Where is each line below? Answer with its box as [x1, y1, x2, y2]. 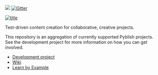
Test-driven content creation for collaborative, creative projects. [5, 25, 134, 30]
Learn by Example [12, 65, 49, 70]
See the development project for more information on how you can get [5, 39, 148, 45]
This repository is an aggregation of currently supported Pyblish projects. [5, 34, 154, 39]
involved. [5, 44, 24, 50]
